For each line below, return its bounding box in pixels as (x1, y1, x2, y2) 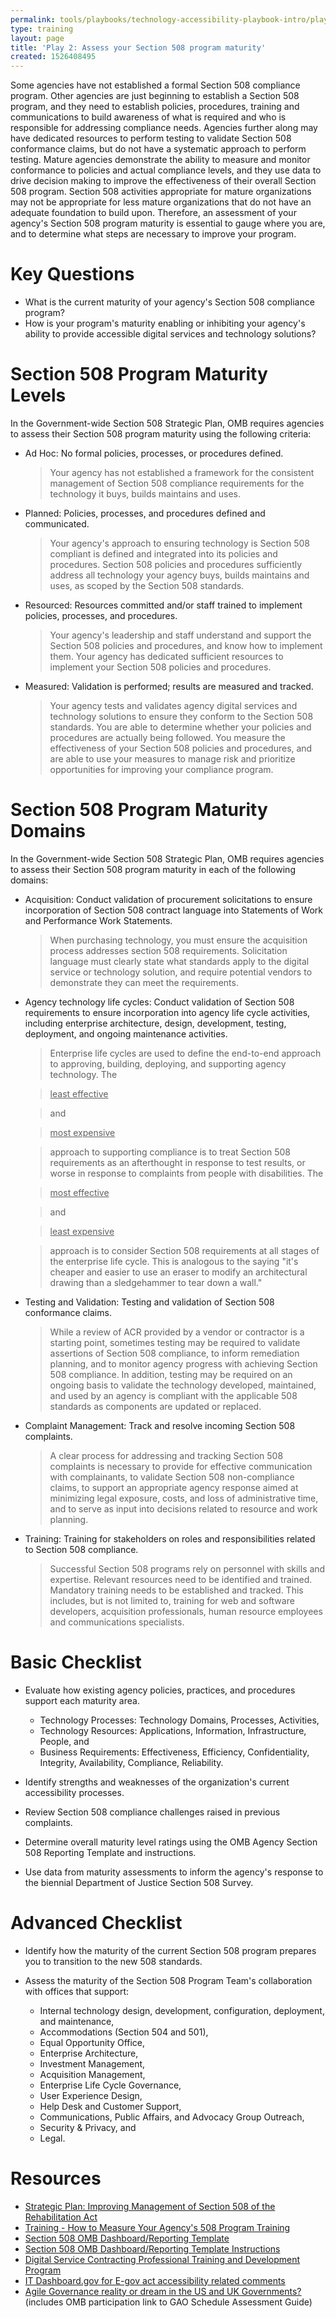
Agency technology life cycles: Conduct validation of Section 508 (24, 996, 295, 1008)
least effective (49, 1087, 109, 1100)
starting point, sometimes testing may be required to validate (49, 1336, 301, 1348)
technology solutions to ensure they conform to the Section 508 (49, 711, 314, 722)
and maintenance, (39, 2015, 115, 2027)
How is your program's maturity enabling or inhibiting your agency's (24, 317, 306, 330)
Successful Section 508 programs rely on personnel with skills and (49, 1562, 326, 1575)
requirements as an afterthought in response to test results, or (49, 1156, 306, 1168)
